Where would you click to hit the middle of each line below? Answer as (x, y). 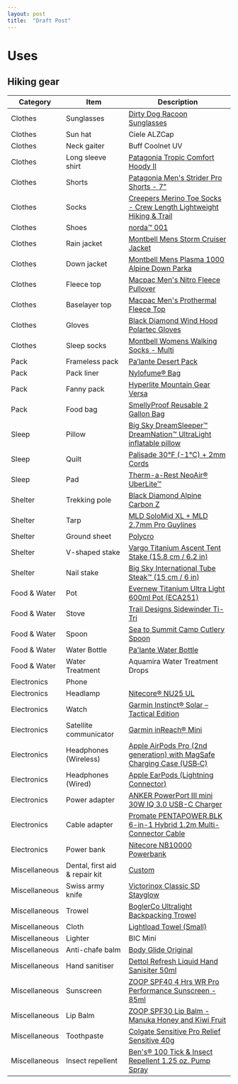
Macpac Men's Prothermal (173, 300)
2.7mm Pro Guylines (163, 525)
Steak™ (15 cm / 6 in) (164, 577)
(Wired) (79, 784)
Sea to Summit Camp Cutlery (177, 629)
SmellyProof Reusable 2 (169, 405)
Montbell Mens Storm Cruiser (177, 239)
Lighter (78, 938)
